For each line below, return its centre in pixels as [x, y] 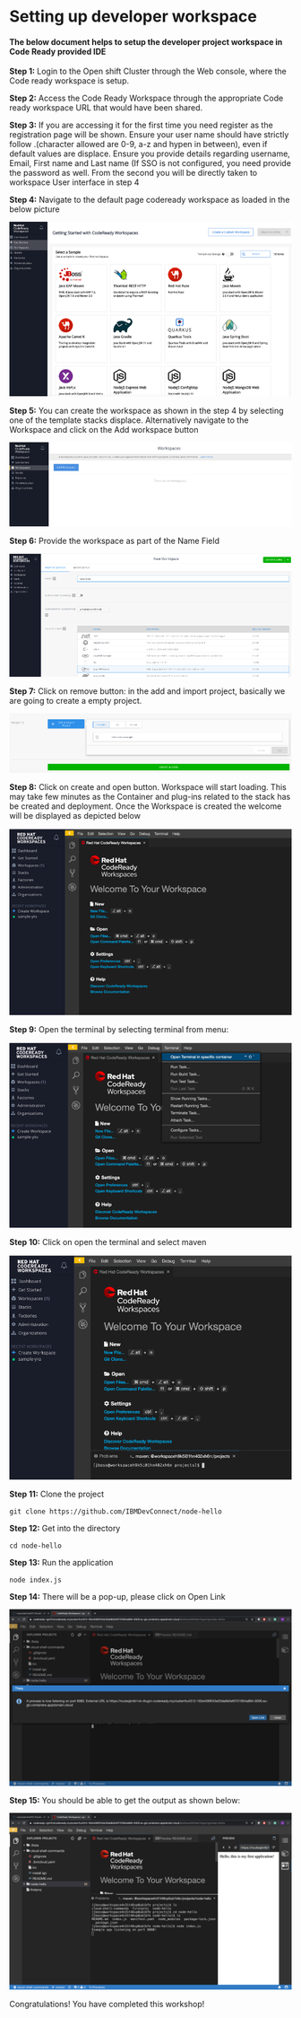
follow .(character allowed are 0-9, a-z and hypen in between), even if [138, 145]
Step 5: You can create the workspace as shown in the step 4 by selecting [146, 411]
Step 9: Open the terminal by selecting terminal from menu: [119, 1030]
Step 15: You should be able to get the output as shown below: [125, 1801]
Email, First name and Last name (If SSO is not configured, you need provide [150, 163]
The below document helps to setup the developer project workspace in [146, 41]
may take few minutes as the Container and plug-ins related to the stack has [150, 797]
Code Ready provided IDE [58, 51]
